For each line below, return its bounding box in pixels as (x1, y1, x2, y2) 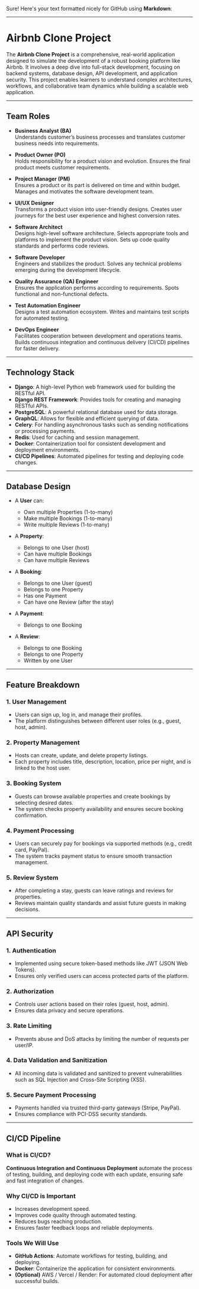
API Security (6, 928, 53, 938)
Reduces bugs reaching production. (14, 1218, 102, 1225)
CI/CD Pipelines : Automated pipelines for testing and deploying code (14, 453, 184, 460)
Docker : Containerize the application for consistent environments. (14, 1265, 176, 1272)
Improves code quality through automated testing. (14, 1211, 137, 1219)
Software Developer (14, 254, 65, 261)
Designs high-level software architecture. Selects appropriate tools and (14, 229, 189, 236)
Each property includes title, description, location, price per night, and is (14, 758, 191, 765)
